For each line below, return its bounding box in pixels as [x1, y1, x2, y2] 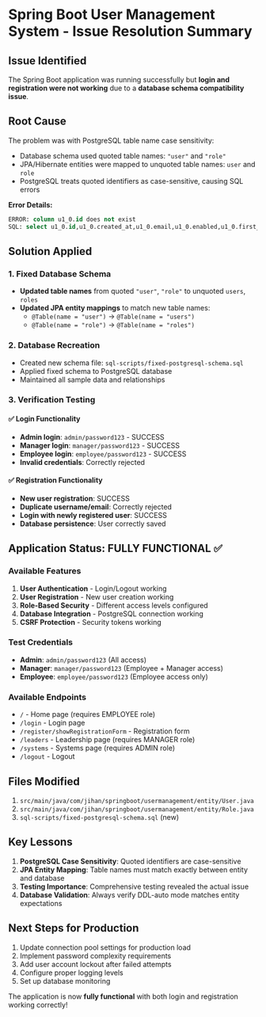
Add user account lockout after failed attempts [19, 959, 172, 969]
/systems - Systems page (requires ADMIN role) [19, 743, 176, 753]
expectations [19, 898, 63, 908]
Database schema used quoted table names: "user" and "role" [19, 150, 226, 160]
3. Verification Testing [8, 394, 96, 406]
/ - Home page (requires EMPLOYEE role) [19, 710, 156, 719]
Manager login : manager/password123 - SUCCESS [19, 440, 180, 450]
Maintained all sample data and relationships [19, 375, 165, 384]
